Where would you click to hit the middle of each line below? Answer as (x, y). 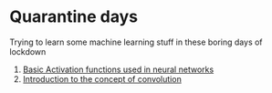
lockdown (28, 51)
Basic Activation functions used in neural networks (118, 69)
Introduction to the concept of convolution (102, 78)
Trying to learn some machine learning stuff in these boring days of (136, 42)
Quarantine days (74, 17)
